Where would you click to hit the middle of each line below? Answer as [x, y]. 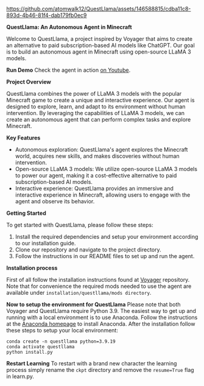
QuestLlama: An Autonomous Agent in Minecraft [69, 27]
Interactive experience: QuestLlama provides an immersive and [94, 188]
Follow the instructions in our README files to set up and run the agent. [105, 256]
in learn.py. [20, 376]
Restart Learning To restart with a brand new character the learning [92, 363]
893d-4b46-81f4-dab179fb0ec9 [47, 15]
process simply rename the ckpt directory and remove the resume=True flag [100, 370]
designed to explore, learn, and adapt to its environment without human [96, 107]
